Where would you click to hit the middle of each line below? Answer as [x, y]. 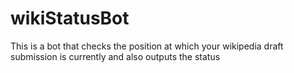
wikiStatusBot [70, 18]
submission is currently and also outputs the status [115, 56]
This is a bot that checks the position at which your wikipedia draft [147, 46]
